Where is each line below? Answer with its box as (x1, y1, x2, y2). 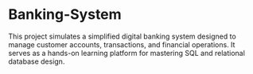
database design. (8, 57, 65, 66)
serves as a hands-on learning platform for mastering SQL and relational (8, 48, 245, 57)
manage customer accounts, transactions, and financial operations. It (8, 39, 235, 49)
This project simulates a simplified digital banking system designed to (8, 31, 236, 41)
